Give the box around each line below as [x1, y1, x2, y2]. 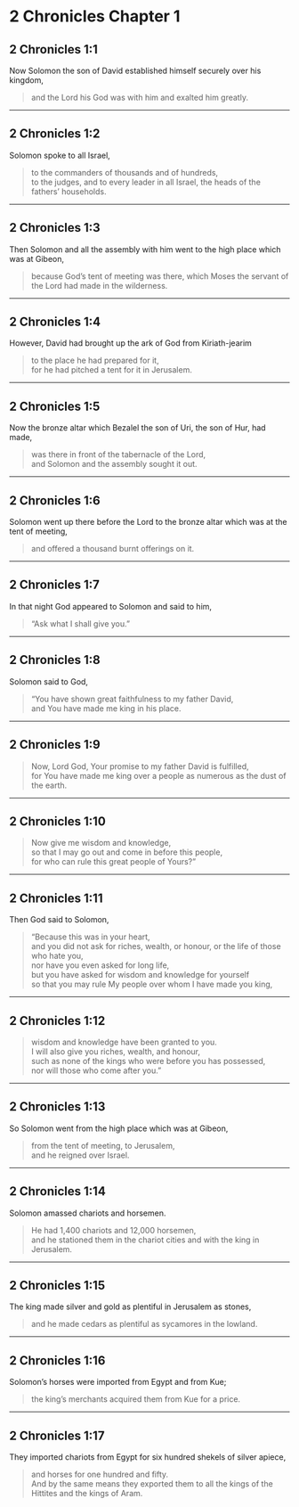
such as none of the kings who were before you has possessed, [30, 1055, 266, 1066]
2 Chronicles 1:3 [9, 220, 101, 235]
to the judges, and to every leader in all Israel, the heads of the [30, 176, 261, 187]
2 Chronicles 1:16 [9, 1353, 106, 1368]
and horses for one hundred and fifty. [30, 1469, 169, 1479]
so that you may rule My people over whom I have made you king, [30, 979, 273, 990]
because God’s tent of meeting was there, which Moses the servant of [30, 270, 289, 282]
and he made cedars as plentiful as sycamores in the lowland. [30, 1319, 258, 1330]
